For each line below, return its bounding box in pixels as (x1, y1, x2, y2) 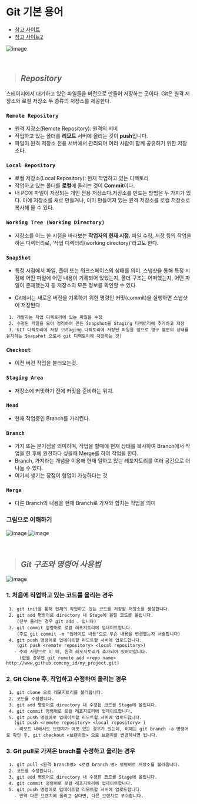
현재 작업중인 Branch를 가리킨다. (14, 414, 91, 421)
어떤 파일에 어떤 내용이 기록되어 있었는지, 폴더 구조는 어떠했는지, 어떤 (25, 274, 184, 281)
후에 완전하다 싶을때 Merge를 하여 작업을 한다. (32, 450, 139, 457)
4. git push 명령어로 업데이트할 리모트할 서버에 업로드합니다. (8, 637, 142, 643)
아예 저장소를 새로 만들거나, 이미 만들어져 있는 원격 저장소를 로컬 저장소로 (22, 197, 191, 204)
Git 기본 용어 (6, 5, 64, 19)
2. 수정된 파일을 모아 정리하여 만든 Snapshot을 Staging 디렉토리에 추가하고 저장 (8, 320, 185, 327)
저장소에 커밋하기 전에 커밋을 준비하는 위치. (14, 387, 114, 394)
